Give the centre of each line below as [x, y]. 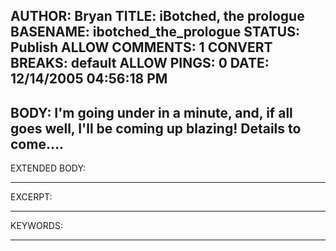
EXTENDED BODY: [48, 168]
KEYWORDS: [36, 226]
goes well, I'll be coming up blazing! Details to [156, 128]
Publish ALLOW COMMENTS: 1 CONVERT [141, 47]
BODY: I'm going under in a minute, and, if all [151, 112]
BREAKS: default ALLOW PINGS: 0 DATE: [140, 63]
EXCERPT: [31, 197]
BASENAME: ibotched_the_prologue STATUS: [155, 32]
